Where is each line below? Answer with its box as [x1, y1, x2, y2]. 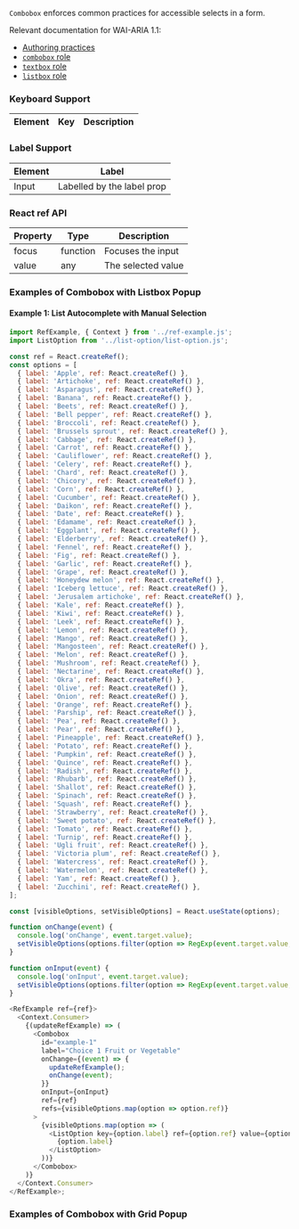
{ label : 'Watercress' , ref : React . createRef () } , [17, 857, 209, 867]
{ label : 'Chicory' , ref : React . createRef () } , [17, 476, 198, 485]
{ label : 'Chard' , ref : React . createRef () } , [17, 468, 190, 478]
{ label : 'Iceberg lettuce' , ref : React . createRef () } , [17, 584, 229, 594]
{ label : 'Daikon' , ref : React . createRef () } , [17, 501, 193, 511]
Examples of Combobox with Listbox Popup [9, 285, 202, 298]
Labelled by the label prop [57, 180, 167, 193]
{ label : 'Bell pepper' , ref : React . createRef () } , [17, 410, 214, 419]
